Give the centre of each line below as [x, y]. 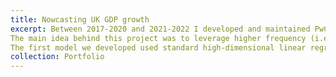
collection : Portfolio [57, 57]
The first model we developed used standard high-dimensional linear [158, 47]
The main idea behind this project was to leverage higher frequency [158, 38]
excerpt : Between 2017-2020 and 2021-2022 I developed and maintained [160, 29]
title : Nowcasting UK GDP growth [80, 19]
